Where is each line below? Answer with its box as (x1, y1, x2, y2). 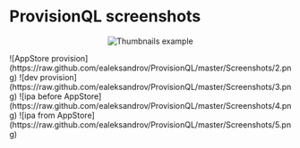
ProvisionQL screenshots (9, 6, 201, 27)
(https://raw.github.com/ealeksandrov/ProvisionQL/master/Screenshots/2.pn (9, 62, 292, 73)
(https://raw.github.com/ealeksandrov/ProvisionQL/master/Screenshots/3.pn (9, 81, 292, 92)
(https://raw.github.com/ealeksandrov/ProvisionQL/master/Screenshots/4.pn (9, 100, 292, 111)
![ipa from (19, 110, 56, 120)
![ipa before (19, 91, 63, 102)
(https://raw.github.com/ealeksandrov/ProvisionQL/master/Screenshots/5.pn (9, 119, 292, 130)
